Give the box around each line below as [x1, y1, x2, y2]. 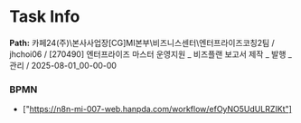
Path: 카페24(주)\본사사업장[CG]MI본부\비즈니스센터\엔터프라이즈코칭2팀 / [9, 37, 276, 48]
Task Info [9, 6, 80, 27]
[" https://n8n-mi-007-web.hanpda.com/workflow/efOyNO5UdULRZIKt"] [22, 104, 292, 115]
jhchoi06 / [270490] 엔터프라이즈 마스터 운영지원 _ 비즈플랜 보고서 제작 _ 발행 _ [9, 48, 292, 60]
